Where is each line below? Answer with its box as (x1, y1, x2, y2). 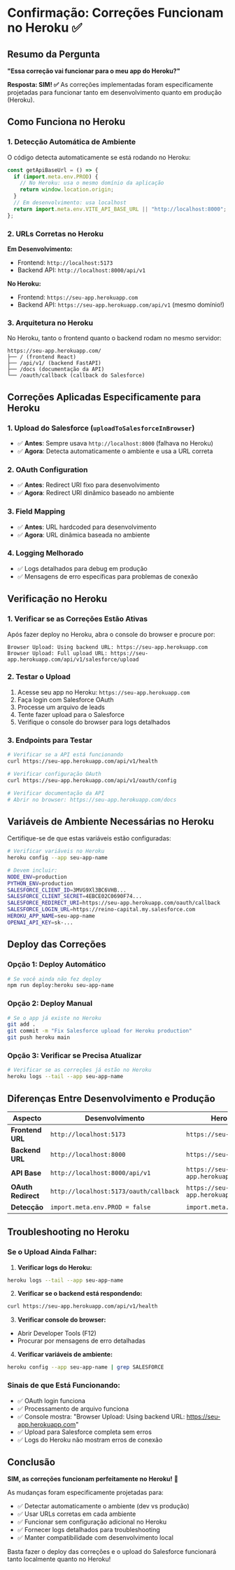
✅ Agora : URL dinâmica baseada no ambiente (17, 530, 150, 539)
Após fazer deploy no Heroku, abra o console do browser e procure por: (7, 630, 215, 638)
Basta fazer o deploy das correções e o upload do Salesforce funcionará (7, 1548, 217, 1556)
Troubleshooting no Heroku (7, 1226, 129, 1238)
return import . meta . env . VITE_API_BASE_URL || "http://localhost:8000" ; (13, 206, 227, 213)
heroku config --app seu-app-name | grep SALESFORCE (7, 1364, 164, 1371)
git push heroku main (7, 1034, 71, 1041)
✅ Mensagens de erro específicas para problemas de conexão (17, 572, 198, 580)
